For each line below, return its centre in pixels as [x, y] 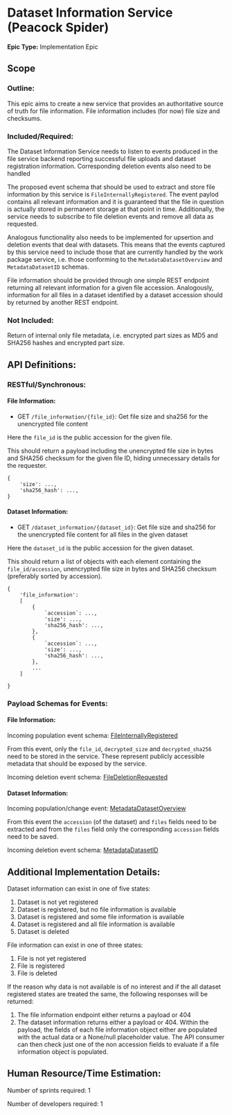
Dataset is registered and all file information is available [96, 924]
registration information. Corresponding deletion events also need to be [109, 166]
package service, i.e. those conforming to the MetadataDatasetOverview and [115, 259]
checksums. [25, 118]
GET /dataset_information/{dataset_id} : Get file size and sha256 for [116, 527]
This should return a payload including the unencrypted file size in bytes [110, 451]
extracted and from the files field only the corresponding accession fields [113, 829]
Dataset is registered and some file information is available [101, 917]
